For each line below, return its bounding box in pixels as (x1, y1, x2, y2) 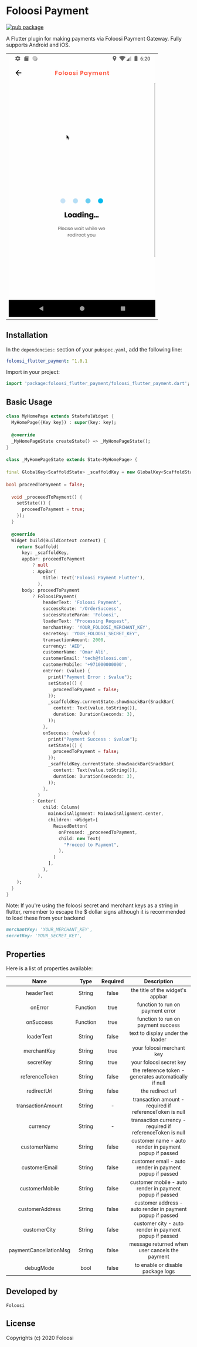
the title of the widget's (131, 986, 186, 993)
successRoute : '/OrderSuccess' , (43, 606, 122, 612)
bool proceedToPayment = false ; (6, 482, 85, 487)
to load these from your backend (6, 914, 85, 922)
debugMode (24, 1265, 55, 1272)
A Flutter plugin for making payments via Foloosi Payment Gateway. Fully (6, 35, 182, 42)
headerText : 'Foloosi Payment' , (43, 599, 122, 606)
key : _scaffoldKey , (21, 550, 69, 556)
